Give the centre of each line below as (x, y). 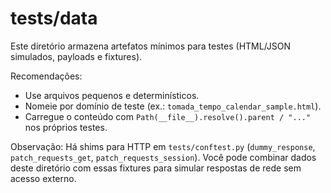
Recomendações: (46, 76)
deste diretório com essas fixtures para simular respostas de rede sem (156, 168)
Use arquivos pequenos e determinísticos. (112, 95)
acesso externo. (43, 178)
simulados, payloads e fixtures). (76, 56)
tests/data (54, 18)
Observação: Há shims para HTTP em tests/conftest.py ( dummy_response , (163, 146)
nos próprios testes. (66, 127)
